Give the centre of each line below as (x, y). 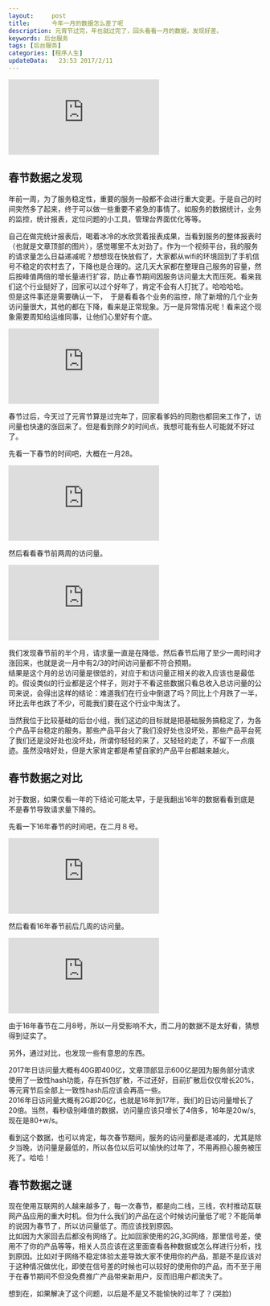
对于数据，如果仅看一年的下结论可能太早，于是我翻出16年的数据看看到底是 (132, 799)
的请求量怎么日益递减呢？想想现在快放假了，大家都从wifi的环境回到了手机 (131, 256)
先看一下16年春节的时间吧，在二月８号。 (76, 826)
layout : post (37, 16)
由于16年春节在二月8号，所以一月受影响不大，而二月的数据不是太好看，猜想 (134, 1025)
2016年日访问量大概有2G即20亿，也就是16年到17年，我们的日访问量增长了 (131, 1100)
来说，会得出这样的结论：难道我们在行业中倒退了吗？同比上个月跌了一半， (138, 692)
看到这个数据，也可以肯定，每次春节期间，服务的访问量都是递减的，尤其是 (131, 1137)
